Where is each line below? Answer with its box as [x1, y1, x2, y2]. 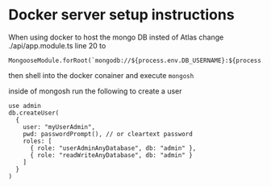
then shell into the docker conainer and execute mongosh [8, 70, 194, 80]
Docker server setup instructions [8, 6, 236, 24]
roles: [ [23, 137, 52, 145]
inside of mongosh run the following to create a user [8, 86, 183, 96]
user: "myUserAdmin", [23, 123, 95, 131]
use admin [8, 102, 42, 110]
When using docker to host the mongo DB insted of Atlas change [8, 32, 224, 42]
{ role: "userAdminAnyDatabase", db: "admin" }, [29, 143, 197, 152]
